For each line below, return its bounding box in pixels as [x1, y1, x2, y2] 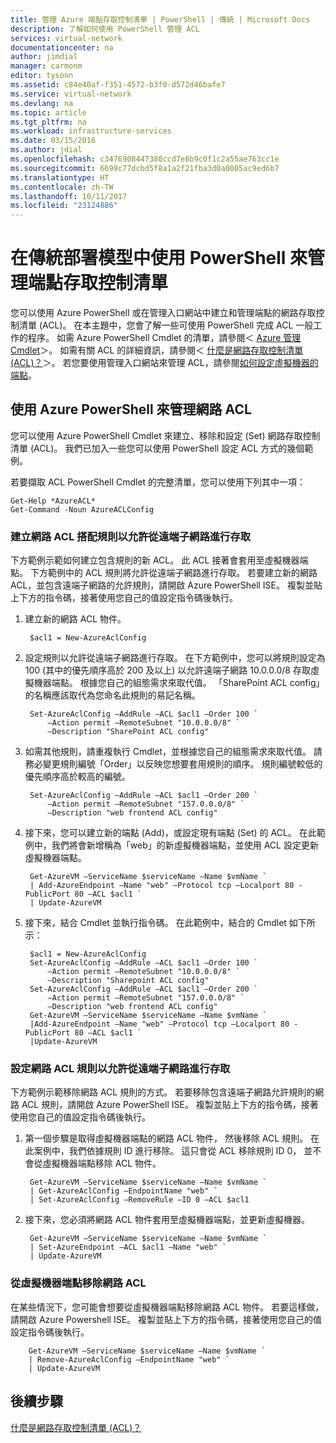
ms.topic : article [10, 107, 87, 118]
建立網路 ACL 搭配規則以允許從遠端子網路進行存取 [10, 529, 252, 543]
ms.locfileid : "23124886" [10, 201, 118, 211]
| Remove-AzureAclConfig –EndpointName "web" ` [28, 1354, 230, 1365]
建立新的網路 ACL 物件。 [24, 613, 127, 625]
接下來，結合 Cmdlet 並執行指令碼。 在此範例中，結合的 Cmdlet [24, 917, 287, 929]
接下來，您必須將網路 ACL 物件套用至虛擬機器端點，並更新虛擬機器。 [24, 1214, 310, 1226]
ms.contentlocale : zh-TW [10, 182, 114, 192]
